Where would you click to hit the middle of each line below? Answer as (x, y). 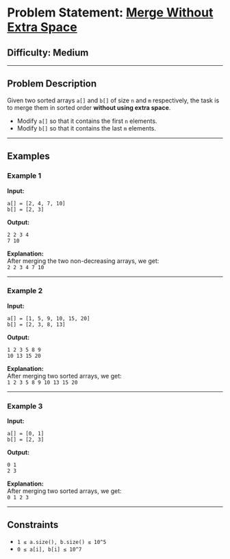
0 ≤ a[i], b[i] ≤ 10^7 (49, 549)
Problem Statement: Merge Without (110, 13)
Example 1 (24, 176)
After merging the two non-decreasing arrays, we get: (83, 261)
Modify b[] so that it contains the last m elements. (86, 128)
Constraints (33, 525)
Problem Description (52, 84)
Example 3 (25, 406)
